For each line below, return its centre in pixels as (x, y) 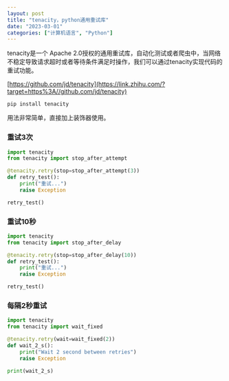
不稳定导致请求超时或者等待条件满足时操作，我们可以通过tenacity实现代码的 (115, 62)
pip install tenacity (38, 104)
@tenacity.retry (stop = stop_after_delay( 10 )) (72, 255)
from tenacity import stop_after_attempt (67, 158)
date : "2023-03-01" (35, 26)
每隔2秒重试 (27, 306)
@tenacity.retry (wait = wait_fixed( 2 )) (61, 339)
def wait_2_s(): (30, 346)
